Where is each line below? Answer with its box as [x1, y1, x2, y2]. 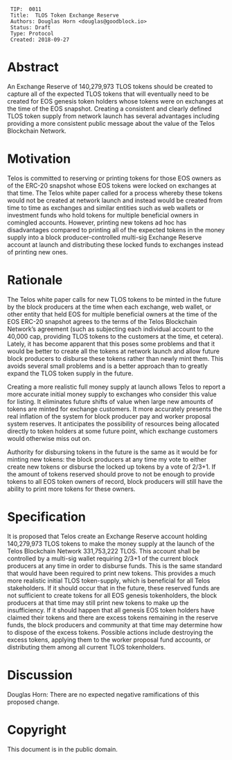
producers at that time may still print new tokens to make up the [7, 598, 189, 607]
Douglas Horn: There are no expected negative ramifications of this [7, 690, 199, 698]
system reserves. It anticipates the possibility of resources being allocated [7, 419, 220, 428]
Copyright [7, 722, 67, 738]
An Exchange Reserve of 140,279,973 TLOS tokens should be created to [7, 82, 213, 90]
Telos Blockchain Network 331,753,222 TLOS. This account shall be [7, 547, 200, 555]
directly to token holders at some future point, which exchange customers [7, 427, 218, 435]
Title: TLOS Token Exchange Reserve [10, 12, 119, 19]
